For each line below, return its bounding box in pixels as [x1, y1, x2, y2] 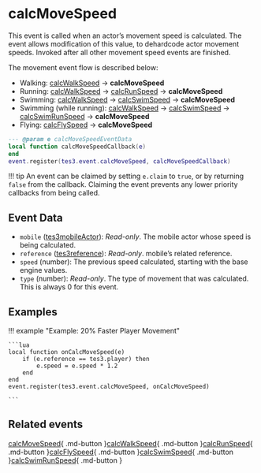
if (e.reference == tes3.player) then [22, 356, 150, 363]
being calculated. [19, 240, 76, 250]
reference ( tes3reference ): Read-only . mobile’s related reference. [19, 249, 233, 259]
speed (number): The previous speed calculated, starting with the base [19, 257, 248, 266]
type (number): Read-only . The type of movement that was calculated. [19, 274, 249, 284]
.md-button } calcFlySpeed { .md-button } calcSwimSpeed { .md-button [8, 447, 234, 456]
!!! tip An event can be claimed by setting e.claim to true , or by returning [8, 171, 244, 181]
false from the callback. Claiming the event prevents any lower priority [8, 180, 238, 189]
